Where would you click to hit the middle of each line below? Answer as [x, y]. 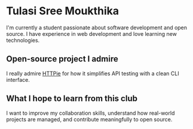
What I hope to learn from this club [72, 99]
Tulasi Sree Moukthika [63, 11]
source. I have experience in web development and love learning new [92, 33]
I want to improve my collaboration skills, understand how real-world [91, 113]
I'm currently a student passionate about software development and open [96, 27]
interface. [18, 79]
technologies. [23, 40]
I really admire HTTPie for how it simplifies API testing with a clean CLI [93, 73]
